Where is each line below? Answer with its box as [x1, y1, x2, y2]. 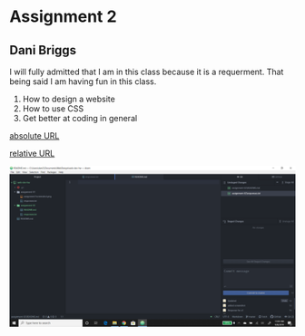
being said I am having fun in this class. [9, 76, 157, 87]
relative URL [9, 148, 55, 158]
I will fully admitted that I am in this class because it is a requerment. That [9, 66, 284, 77]
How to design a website [22, 93, 115, 104]
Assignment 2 [9, 6, 117, 27]
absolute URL [9, 130, 60, 141]
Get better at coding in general [22, 113, 138, 123]
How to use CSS [22, 103, 84, 114]
